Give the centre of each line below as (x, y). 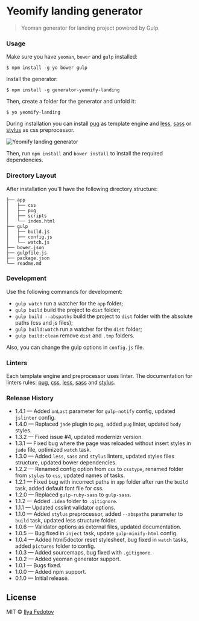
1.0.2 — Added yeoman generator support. (68, 559)
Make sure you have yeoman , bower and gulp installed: (72, 57)
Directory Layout (31, 175)
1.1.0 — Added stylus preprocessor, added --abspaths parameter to (99, 514)
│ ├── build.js (28, 232)
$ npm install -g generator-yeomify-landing (63, 90)
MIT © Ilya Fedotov (30, 612)
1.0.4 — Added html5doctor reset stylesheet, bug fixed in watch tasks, (101, 540)
